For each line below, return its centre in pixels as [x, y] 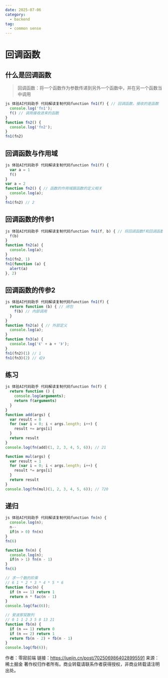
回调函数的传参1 [30, 220]
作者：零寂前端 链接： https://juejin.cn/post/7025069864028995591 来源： [82, 658]
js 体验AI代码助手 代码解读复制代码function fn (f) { [56, 387]
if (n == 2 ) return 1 [32, 634]
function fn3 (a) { [24, 339]
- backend [20, 19]
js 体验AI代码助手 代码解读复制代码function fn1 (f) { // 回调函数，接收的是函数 [82, 104]
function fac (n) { [24, 587]
